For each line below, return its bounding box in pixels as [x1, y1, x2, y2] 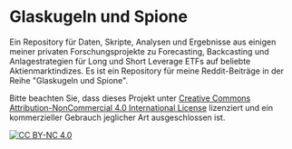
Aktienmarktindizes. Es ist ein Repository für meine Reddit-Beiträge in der [9, 65, 284, 76]
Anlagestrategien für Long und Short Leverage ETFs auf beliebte [9, 55, 251, 66]
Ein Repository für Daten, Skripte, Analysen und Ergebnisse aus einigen [9, 36, 277, 47]
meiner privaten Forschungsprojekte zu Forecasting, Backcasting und [9, 45, 269, 56]
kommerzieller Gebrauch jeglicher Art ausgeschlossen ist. [9, 112, 226, 123]
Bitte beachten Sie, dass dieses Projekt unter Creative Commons [9, 93, 251, 104]
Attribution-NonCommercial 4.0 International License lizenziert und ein [9, 102, 274, 113]
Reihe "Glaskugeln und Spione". [9, 74, 129, 85]
